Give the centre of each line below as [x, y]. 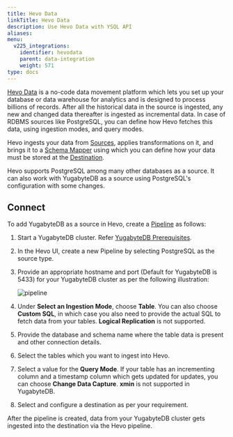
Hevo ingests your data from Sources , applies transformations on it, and [110, 142]
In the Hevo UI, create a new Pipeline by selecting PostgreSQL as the [116, 251]
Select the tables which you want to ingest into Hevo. [94, 355]
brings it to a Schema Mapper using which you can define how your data [111, 150]
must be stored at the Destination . [56, 157]
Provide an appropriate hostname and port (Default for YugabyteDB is [117, 272]
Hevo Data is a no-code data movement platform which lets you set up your [115, 92]
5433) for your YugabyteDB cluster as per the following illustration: [113, 279]
